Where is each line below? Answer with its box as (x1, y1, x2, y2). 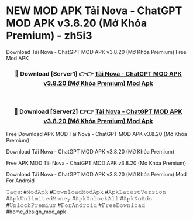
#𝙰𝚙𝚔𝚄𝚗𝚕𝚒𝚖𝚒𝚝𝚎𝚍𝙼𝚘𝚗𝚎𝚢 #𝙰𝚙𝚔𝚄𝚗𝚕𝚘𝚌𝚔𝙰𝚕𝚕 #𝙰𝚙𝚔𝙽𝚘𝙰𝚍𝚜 (6, 195, 153, 202)
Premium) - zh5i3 (6, 29, 92, 42)
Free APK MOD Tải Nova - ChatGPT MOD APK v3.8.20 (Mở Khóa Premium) (6, 159, 187, 166)
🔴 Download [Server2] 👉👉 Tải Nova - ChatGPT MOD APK (13, 107, 183, 115)
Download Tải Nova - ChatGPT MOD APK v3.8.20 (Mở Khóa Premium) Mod (6, 171, 187, 178)
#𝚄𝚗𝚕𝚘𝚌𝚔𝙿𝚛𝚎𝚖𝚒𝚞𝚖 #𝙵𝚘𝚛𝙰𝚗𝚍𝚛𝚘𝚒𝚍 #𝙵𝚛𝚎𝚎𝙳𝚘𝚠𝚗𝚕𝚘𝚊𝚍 (6, 201, 145, 209)
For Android (6, 177, 35, 184)
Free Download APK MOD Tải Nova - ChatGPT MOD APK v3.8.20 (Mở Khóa (6, 130, 187, 137)
